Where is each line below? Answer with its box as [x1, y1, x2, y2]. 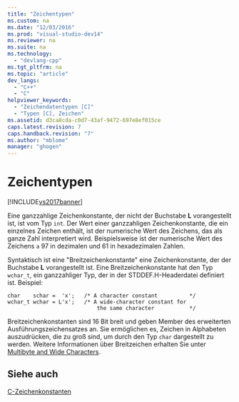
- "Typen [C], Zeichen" [14, 110, 84, 117]
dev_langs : [7, 76, 40, 84]
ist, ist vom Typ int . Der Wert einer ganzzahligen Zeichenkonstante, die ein [7, 219, 228, 228]
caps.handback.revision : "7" [7, 130, 94, 137]
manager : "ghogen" [7, 144, 62, 151]
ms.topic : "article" [7, 70, 69, 77]
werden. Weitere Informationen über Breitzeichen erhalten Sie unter [7, 340, 206, 348]
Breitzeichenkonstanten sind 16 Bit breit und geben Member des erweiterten [7, 317, 231, 326]
